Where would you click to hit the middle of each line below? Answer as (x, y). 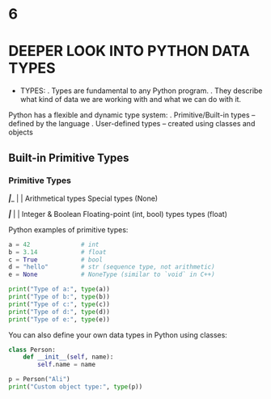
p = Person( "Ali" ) (39, 380)
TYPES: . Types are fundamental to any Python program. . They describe (141, 91)
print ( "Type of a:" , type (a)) (59, 289)
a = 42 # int (54, 244)
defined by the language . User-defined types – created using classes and (132, 124)
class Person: (32, 350)
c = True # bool (56, 260)
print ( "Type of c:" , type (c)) (59, 304)
